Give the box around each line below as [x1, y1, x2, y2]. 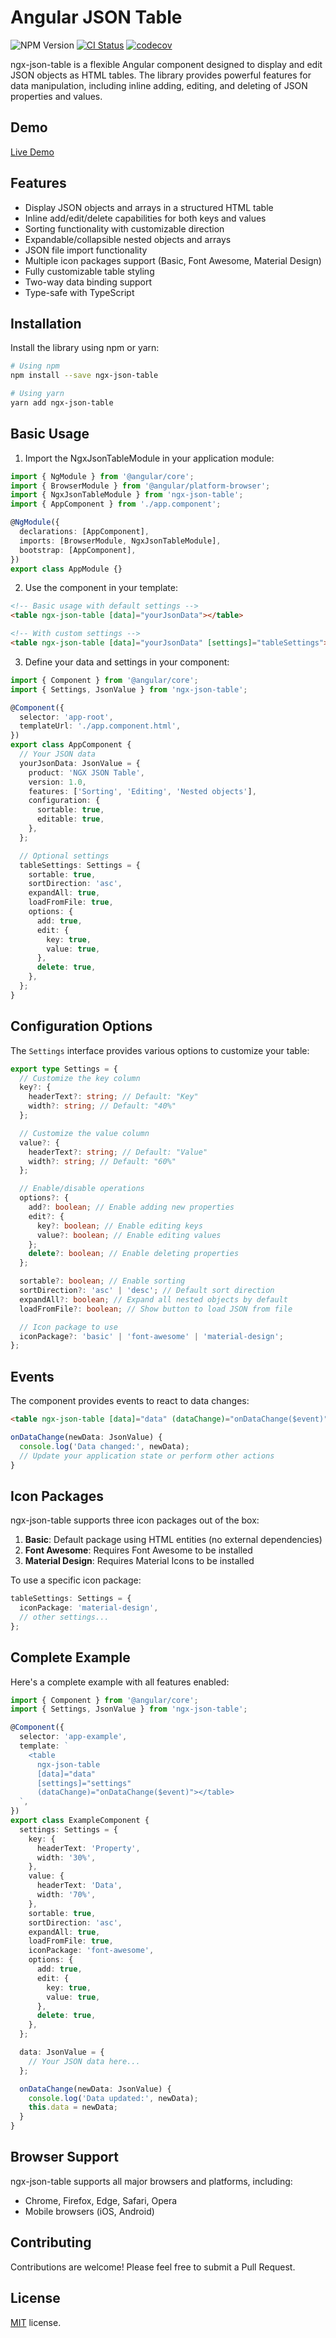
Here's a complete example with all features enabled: [10, 1676, 230, 1688]
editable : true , [36, 814, 105, 825]
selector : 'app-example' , [19, 1732, 128, 1742]
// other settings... [19, 1612, 110, 1622]
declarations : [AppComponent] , [19, 527, 150, 537]
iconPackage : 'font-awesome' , [28, 1946, 155, 1956]
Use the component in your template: [24, 582, 178, 594]
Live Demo [10, 146, 55, 158]
